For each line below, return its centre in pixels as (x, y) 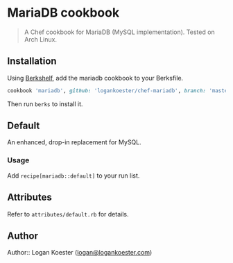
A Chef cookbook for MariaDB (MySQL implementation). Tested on (119, 32)
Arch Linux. (41, 39)
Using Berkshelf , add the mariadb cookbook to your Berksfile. (95, 78)
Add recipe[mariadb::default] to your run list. (74, 176)
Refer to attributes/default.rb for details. (68, 214)
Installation (32, 61)
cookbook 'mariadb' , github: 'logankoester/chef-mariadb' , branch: (107, 91)
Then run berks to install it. (45, 104)
